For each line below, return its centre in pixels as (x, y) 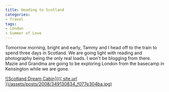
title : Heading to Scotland (35, 10)
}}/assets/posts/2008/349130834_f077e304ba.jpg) (59, 84)
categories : (18, 15)
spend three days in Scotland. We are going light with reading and (74, 53)
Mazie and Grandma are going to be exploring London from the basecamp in (85, 64)
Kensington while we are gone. (37, 69)
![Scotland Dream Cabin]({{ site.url (41, 79)
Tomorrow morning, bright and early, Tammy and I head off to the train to (81, 48)
